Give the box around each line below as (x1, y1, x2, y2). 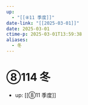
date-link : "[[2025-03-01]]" (6, 20, 80, 26)
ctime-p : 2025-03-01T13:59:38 (6, 31, 83, 37)
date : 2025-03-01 (6, 25, 50, 32)
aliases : (6, 37, 28, 43)
